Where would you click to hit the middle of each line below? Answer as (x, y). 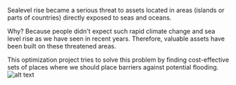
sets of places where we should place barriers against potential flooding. (113, 67)
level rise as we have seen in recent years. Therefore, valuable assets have (116, 39)
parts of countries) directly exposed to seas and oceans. (89, 18)
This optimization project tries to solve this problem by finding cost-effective (118, 60)
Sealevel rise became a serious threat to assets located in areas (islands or (116, 10)
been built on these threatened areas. (62, 46)
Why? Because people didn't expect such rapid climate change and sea (111, 31)
